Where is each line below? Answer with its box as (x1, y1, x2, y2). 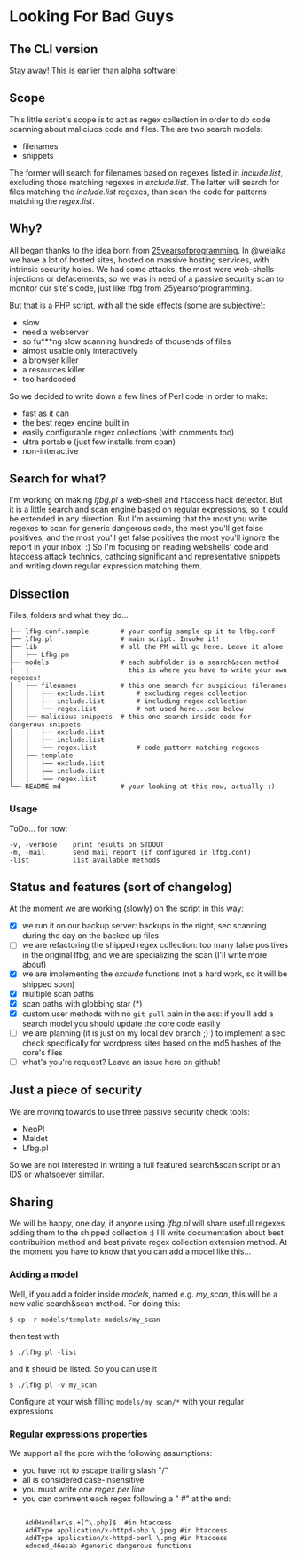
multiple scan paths (21, 988, 95, 999)
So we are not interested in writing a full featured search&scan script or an (9, 1159, 281, 1170)
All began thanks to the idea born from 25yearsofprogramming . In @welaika (9, 245, 286, 255)
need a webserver (21, 326, 89, 337)
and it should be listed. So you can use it (9, 1363, 158, 1374)
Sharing (9, 1195, 54, 1210)
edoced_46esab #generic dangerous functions (25, 1541, 192, 1551)
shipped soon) (21, 978, 75, 990)
